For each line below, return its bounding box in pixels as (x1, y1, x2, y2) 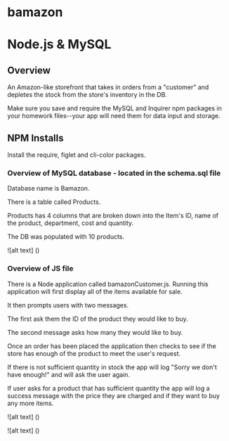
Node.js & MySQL (7, 37, 112, 53)
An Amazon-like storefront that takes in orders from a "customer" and (7, 83, 209, 91)
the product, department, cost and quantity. (7, 219, 134, 227)
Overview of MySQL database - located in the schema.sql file (7, 168, 221, 178)
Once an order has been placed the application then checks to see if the (7, 342, 216, 350)
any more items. (7, 399, 54, 407)
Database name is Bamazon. (7, 184, 90, 193)
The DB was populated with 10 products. (7, 233, 125, 241)
